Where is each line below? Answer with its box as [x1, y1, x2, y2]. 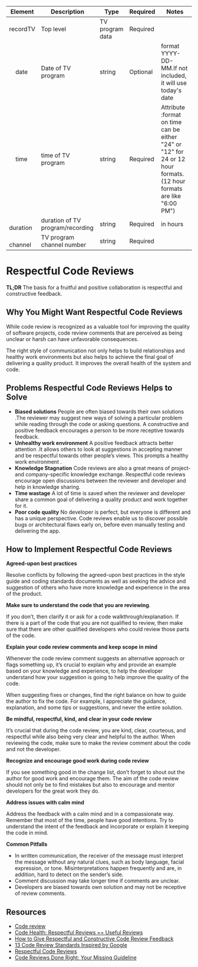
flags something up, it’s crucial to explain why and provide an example [6, 661, 177, 669]
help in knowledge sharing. [14, 483, 81, 490]
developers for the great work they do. [6, 787, 100, 794]
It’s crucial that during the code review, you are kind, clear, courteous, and [6, 727, 186, 734]
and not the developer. [6, 746, 61, 753]
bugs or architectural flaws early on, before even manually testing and [14, 521, 185, 528]
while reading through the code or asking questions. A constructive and [14, 420, 189, 427]
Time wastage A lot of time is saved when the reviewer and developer [14, 489, 186, 497]
